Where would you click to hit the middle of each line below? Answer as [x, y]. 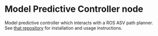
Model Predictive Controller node [74, 9]
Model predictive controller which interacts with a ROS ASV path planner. [79, 23]
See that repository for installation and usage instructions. [63, 28]
